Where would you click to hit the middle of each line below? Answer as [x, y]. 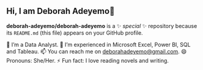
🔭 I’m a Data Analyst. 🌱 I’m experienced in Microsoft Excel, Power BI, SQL [98, 44]
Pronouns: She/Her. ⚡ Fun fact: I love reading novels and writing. [88, 60]
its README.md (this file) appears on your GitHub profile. [75, 33]
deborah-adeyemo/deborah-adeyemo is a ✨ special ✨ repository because [102, 26]
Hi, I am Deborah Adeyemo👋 [61, 11]
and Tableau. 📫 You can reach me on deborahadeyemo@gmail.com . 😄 [97, 51]
